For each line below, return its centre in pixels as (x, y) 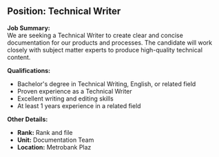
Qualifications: (29, 70)
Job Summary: (29, 28)
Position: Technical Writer (64, 11)
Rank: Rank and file (45, 132)
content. (19, 57)
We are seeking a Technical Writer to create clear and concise (95, 35)
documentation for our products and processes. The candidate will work (109, 42)
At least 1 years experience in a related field (79, 105)
